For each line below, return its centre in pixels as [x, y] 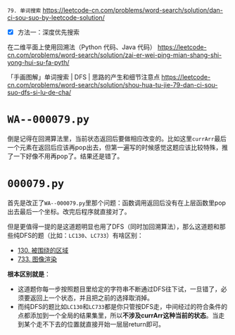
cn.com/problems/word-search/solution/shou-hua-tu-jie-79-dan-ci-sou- [113, 85]
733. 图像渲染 [37, 259]
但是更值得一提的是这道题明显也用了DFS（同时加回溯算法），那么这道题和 [114, 226]
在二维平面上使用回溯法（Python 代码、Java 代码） [82, 47]
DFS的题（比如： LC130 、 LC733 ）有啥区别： [81, 235]
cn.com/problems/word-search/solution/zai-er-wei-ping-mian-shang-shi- [115, 55]
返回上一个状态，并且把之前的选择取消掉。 [91, 298]
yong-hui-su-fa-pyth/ [38, 63]
